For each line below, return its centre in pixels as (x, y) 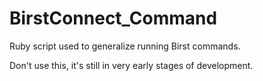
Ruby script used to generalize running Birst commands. (125, 46)
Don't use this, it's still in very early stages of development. (131, 65)
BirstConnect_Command (113, 18)
